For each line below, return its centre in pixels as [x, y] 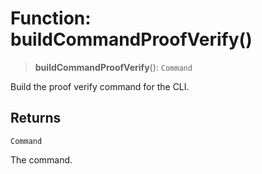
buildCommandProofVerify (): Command [113, 67]
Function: [51, 18]
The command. [41, 159]
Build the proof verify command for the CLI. [100, 86]
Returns [36, 118]
